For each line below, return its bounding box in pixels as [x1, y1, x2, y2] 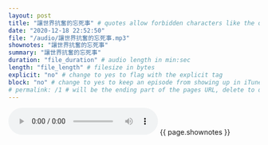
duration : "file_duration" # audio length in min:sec [8, 57, 191, 65]
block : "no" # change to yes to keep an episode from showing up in [8, 78, 241, 86]
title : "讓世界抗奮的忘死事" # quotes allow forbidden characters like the [8, 19, 255, 27]
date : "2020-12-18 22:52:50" [8, 26, 105, 34]
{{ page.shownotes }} [159, 127, 231, 137]
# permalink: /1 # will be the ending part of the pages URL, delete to [8, 85, 255, 94]
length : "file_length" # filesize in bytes [8, 64, 156, 72]
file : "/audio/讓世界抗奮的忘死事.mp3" [8, 33, 130, 42]
